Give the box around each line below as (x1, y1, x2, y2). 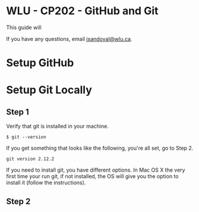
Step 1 (6, 107, 30, 117)
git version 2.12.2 (6, 156, 55, 162)
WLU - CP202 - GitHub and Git (6, 4, 159, 18)
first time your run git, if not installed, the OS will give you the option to (6, 173, 179, 180)
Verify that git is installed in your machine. (6, 123, 109, 130)
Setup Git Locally (6, 83, 92, 97)
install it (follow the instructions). (6, 179, 86, 186)
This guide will (6, 24, 42, 31)
